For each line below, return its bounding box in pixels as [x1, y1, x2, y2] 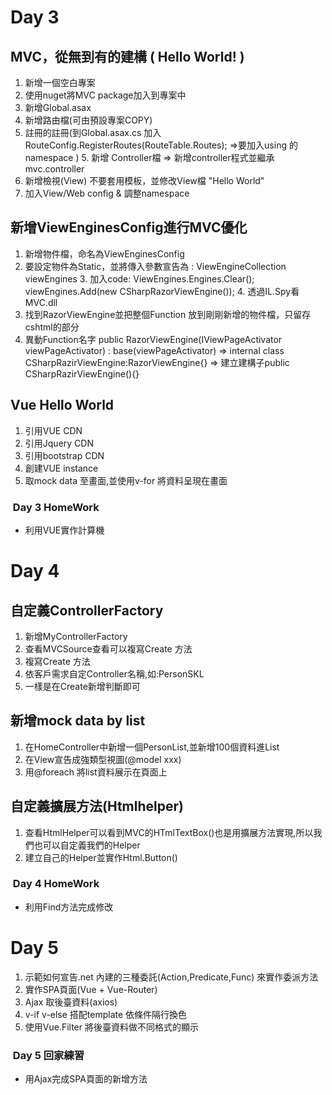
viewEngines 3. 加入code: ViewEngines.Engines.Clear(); [24, 272, 255, 285]
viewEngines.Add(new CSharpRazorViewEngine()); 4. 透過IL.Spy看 [24, 285, 300, 297]
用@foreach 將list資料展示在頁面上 [24, 766, 168, 778]
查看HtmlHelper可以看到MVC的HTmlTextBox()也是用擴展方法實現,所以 [24, 826, 314, 838]
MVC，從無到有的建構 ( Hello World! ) [10, 48, 245, 65]
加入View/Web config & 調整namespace [24, 187, 190, 199]
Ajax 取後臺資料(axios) [24, 996, 118, 1008]
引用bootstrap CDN [24, 449, 105, 461]
